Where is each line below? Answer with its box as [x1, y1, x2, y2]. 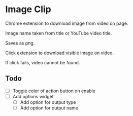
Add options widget [12, 93, 54, 99]
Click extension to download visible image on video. [5, 50, 114, 56]
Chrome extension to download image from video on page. [5, 20, 128, 26]
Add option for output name [20, 105, 79, 111]
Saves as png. [5, 40, 35, 46]
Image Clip [5, 4, 52, 15]
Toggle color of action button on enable [12, 88, 95, 94]
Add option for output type [20, 99, 76, 105]
